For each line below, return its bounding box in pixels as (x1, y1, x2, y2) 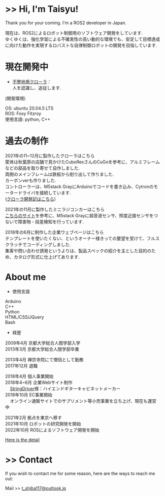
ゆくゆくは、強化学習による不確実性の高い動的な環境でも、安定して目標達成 (5, 36, 160, 42)
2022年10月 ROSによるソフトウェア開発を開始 (5, 427, 99, 433)
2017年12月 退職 (5, 363, 38, 369)
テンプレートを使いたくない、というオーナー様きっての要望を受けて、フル (5, 235, 156, 241)
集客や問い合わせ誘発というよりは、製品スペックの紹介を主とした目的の (5, 248, 152, 254)
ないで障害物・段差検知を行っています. (5, 219, 84, 225)
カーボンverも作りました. (5, 177, 57, 183)
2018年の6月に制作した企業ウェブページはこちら (5, 229, 104, 235)
